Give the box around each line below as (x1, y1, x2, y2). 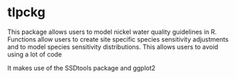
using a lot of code (7, 50, 62, 59)
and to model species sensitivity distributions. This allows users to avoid (7, 42, 218, 51)
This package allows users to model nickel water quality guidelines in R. (7, 28, 218, 36)
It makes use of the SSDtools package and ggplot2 (7, 63, 156, 72)
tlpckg (7, 4, 46, 20)
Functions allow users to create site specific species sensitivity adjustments (7, 35, 229, 43)
